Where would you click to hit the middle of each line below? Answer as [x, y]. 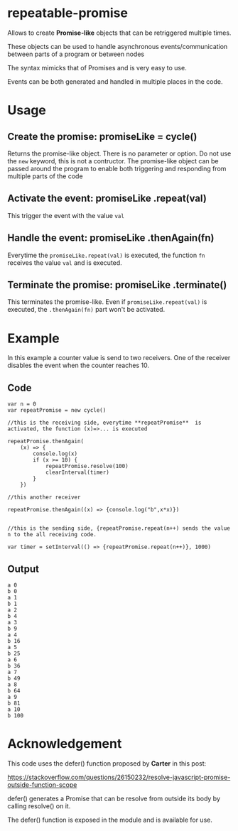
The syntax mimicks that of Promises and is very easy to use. [97, 67]
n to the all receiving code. [52, 535]
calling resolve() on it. [39, 806]
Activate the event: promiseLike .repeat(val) [107, 199]
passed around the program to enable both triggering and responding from [117, 168]
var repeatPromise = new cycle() [57, 411]
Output [23, 569]
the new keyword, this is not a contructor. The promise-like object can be [113, 161]
